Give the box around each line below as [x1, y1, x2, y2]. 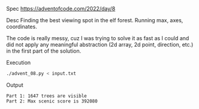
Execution [6, 59, 31, 66]
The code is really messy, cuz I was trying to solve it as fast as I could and [6, 35, 189, 41]
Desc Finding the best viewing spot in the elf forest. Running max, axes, [6, 17, 183, 23]
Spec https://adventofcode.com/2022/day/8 [6, 5, 116, 12]
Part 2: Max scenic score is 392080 [6, 98, 98, 104]
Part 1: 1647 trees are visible [6, 93, 87, 99]
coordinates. [6, 23, 37, 30]
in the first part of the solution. [6, 47, 82, 54]
